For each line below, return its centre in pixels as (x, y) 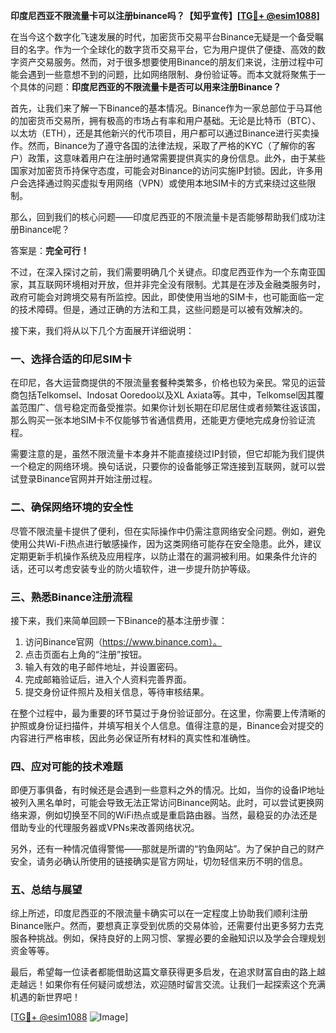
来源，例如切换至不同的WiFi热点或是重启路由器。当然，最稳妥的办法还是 (168, 815)
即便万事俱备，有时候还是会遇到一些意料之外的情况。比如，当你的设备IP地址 (167, 790)
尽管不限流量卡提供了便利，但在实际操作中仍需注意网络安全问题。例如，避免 (168, 531)
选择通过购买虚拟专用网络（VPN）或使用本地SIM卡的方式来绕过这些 (167, 183)
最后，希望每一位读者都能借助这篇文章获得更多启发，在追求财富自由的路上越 (168, 972)
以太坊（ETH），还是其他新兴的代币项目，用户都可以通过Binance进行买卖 (160, 133)
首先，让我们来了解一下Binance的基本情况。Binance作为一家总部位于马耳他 (166, 108)
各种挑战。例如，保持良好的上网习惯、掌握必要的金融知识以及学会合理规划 (172, 938)
